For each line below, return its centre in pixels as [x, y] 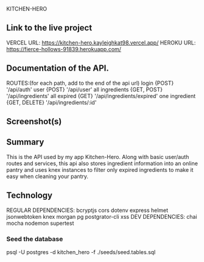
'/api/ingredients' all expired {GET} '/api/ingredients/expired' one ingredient [101, 96]
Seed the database [35, 239]
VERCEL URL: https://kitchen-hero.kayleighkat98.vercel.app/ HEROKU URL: [101, 43]
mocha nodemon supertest [40, 223]
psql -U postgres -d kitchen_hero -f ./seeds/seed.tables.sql [81, 252]
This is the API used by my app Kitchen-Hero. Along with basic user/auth [98, 157]
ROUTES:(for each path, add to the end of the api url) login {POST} [90, 83]
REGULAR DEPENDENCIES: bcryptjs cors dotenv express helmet [87, 210]
